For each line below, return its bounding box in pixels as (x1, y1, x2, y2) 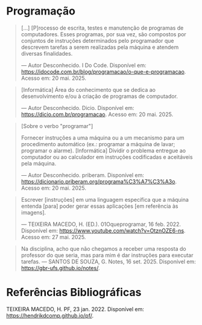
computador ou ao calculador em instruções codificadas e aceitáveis (21, 153, 193, 161)
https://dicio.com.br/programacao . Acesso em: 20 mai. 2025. (21, 111, 174, 118)
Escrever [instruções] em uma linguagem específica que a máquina (21, 196, 189, 203)
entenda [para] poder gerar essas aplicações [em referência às (21, 202, 178, 210)
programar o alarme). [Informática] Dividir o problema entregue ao (21, 147, 186, 154)
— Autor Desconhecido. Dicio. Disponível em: (21, 104, 134, 111)
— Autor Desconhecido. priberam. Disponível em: (21, 171, 145, 179)
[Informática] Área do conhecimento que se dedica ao (21, 86, 156, 93)
